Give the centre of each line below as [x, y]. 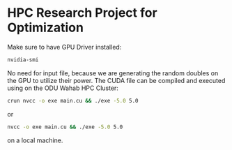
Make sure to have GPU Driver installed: [64, 47]
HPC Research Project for [83, 13]
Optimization [45, 28]
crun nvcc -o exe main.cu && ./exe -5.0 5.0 [73, 100]
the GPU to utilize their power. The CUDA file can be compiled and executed [116, 80]
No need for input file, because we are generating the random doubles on [113, 73]
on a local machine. [35, 140]
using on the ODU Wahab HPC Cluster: [63, 88]
